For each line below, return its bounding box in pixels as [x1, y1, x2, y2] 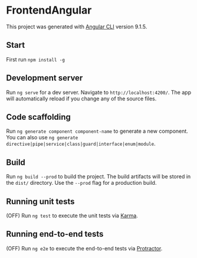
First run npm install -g [6, 55, 65, 63]
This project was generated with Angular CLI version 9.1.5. [6, 23, 147, 30]
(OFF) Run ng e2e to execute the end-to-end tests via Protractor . [6, 244, 163, 252]
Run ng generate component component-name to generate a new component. [6, 128, 189, 135]
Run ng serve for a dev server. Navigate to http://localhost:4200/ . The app [6, 89, 192, 96]
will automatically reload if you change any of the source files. [6, 95, 157, 102]
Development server [6, 73, 83, 83]
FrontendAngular [6, 4, 92, 17]
